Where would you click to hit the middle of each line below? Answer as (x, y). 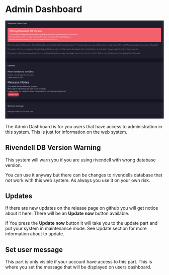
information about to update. (35, 234)
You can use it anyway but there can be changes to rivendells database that (84, 175)
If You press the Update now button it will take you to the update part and (81, 223)
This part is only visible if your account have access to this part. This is (79, 262)
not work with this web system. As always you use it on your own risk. (78, 180)
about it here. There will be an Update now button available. (67, 213)
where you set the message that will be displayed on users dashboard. (78, 267)
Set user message (34, 250)
